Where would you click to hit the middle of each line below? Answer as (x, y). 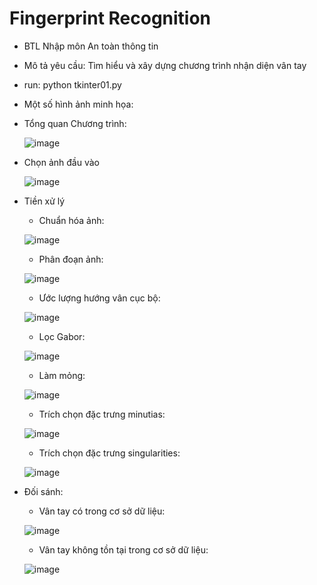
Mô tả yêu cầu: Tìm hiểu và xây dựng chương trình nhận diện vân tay (165, 65)
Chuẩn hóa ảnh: (71, 220)
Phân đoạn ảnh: (71, 259)
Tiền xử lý (44, 201)
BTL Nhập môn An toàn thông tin (91, 46)
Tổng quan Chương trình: (75, 123)
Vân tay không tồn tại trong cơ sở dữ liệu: (123, 549)
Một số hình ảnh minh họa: (78, 104)
